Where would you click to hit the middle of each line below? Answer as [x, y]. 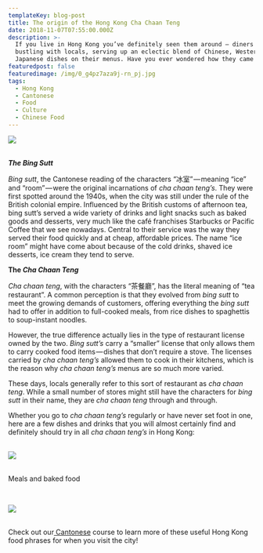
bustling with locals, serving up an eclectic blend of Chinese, [124, 52]
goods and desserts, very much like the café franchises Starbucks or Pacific [131, 221]
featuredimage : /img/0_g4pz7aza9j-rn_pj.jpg [82, 74]
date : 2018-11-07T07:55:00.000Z [61, 30]
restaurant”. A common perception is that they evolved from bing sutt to [124, 294]
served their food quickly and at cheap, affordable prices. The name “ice [125, 238]
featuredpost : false [42, 67]
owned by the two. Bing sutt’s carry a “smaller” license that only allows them [131, 343]
